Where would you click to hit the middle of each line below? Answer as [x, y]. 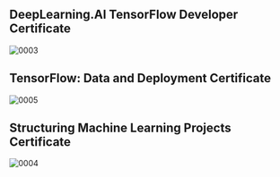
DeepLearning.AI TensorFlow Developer [124, 15]
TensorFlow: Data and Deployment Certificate [140, 78]
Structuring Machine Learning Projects [120, 128]
